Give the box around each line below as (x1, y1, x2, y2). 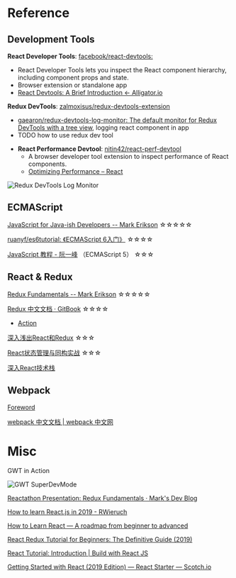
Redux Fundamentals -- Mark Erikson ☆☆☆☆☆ (7, 289, 151, 299)
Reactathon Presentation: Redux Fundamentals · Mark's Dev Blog (7, 494, 198, 503)
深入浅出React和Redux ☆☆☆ (7, 333, 95, 342)
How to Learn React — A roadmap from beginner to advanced (7, 521, 189, 530)
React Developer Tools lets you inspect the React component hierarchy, (17, 66, 227, 74)
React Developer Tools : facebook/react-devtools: (7, 52, 154, 60)
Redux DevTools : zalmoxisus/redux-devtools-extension (7, 102, 170, 111)
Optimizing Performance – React (28, 167, 123, 175)
